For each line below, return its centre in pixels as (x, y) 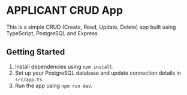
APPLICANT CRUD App (65, 10)
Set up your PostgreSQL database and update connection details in (98, 73)
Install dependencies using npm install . (64, 66)
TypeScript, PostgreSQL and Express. (53, 33)
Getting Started (36, 52)
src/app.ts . (29, 79)
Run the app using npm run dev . (54, 85)
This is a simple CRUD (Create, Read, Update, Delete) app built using (91, 27)
